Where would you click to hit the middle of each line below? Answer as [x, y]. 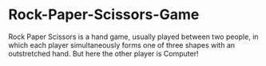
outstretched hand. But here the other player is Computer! [103, 53]
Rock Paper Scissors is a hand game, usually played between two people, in [133, 37]
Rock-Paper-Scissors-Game [104, 15]
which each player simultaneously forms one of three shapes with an [122, 45]
